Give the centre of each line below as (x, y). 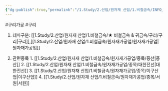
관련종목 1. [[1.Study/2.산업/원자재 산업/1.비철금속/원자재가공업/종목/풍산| (84, 58)
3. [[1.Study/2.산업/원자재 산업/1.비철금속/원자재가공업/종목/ (88, 71)
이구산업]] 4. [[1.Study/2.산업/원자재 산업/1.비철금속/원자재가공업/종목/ (87, 77)
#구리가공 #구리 (21, 24)
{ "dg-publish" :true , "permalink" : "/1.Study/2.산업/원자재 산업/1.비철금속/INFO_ (84, 10)
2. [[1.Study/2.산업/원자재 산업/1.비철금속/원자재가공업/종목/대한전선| (88, 64)
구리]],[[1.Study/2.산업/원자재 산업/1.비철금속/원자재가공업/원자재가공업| (88, 41)
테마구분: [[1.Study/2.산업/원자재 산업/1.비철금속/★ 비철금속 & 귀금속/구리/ (85, 35)
